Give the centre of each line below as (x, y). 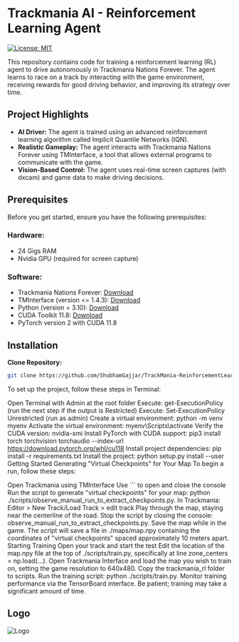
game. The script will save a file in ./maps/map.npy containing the (104, 530)
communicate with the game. (60, 162)
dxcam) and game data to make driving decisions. (91, 177)
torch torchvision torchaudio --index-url (66, 441)
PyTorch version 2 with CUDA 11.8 (67, 323)
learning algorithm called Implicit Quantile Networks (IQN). (103, 139)
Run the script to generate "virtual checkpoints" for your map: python (109, 492)
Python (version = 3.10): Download (68, 307)
